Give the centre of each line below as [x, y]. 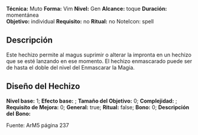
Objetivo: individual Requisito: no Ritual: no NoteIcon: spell [80, 21]
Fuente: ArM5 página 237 [37, 125]
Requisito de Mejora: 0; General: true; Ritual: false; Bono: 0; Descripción [98, 107]
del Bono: [19, 113]
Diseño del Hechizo [43, 86]
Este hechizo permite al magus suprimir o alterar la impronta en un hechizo [99, 55]
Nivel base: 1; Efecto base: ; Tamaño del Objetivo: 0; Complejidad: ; [92, 101]
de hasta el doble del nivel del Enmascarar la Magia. [70, 67]
